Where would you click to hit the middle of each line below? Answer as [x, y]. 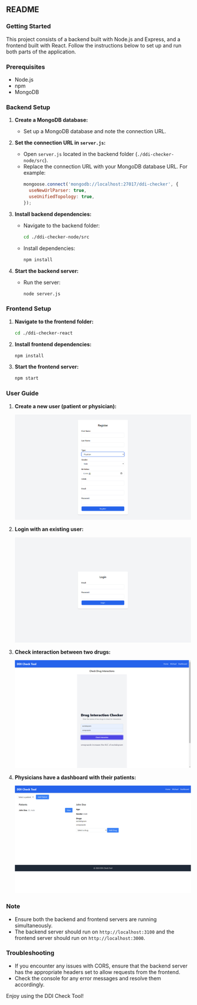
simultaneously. [33, 925]
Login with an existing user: [49, 529]
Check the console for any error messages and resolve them [88, 978]
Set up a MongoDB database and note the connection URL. [95, 131]
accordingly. [30, 984]
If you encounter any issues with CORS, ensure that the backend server [101, 966]
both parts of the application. [41, 52]
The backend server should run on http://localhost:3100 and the [94, 932]
